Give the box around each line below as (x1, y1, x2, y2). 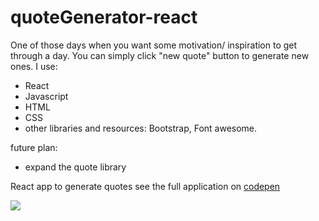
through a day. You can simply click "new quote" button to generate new (10, 49, 310, 61)
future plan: (10, 141, 58, 153)
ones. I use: (10, 60, 58, 72)
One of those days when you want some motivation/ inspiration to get (10, 39, 298, 51)
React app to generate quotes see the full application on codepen (10, 180, 281, 192)
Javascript (24, 90, 69, 102)
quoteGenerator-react (10, 6, 198, 29)
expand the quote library (24, 161, 127, 173)
